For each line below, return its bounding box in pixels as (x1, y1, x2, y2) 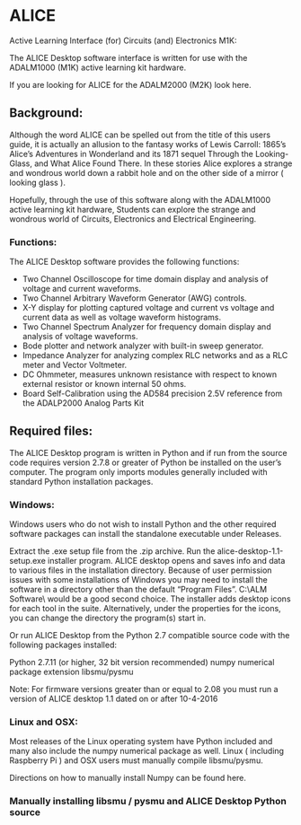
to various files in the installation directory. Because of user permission (9, 565, 272, 575)
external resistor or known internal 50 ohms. (22, 379, 187, 390)
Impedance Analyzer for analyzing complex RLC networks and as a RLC (22, 350, 288, 361)
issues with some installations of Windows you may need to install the (9, 575, 268, 585)
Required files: (9, 424, 93, 439)
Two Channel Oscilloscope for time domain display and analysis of (22, 274, 269, 285)
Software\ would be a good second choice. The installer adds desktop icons (9, 593, 291, 604)
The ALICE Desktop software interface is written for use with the (9, 52, 248, 63)
